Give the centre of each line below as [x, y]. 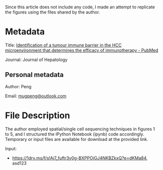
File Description [38, 115]
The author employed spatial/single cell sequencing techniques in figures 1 [80, 129]
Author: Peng [18, 86]
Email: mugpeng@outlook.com [36, 96]
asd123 [19, 163]
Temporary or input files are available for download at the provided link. [77, 139]
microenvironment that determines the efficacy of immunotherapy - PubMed [82, 50]
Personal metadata [35, 75]
